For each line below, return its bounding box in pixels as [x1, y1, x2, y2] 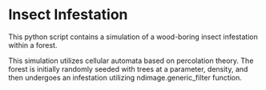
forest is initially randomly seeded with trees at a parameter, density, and [8, 64, 248, 73]
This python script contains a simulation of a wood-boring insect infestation [8, 32, 258, 41]
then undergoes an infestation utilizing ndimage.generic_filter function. [8, 72, 242, 82]
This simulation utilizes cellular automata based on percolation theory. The [8, 56, 254, 65]
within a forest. [8, 40, 58, 49]
